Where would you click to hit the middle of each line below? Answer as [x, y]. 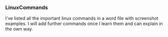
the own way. [19, 29]
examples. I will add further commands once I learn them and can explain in [84, 23]
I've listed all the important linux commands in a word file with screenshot [82, 18]
